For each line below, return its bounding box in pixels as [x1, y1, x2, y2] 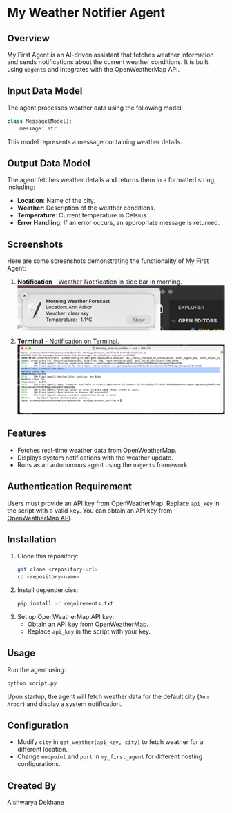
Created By [7, 780, 57, 792]
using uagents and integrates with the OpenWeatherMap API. [7, 66, 180, 73]
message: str [19, 125, 57, 132]
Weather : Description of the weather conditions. [17, 204, 155, 212]
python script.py [7, 680, 57, 687]
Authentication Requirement [7, 481, 133, 493]
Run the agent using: [7, 665, 66, 674]
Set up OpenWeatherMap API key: [17, 612, 115, 620]
